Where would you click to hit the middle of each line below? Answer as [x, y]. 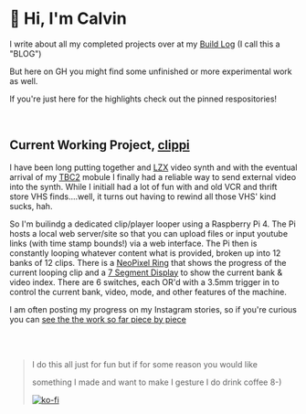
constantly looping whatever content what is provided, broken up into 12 [145, 253]
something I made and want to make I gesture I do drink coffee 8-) [157, 382]
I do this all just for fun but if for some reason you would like [145, 364]
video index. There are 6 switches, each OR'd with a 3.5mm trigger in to [145, 281]
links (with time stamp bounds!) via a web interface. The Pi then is [133, 243]
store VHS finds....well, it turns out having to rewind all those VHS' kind [143, 196]
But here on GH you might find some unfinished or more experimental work [151, 71]
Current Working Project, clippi [100, 145]
